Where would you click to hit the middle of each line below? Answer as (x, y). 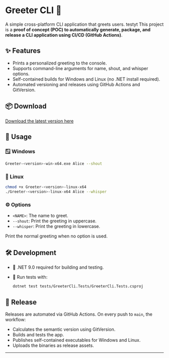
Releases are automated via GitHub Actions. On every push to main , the (79, 314)
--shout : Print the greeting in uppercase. (54, 221)
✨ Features (23, 51)
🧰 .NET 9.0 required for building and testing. (58, 267)
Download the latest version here (39, 121)
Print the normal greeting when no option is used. (57, 236)
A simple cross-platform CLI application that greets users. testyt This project (84, 24)
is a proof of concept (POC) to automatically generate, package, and (78, 29)
